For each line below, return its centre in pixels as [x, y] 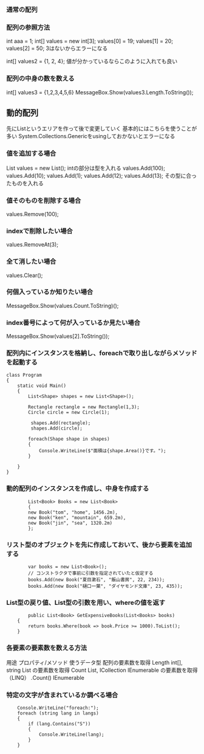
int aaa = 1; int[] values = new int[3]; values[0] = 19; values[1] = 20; [90, 41]
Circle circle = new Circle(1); [69, 413]
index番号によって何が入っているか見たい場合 [73, 323]
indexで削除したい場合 [39, 231]
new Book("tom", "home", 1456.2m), [73, 512]
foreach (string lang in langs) [58, 713]
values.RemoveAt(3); [32, 245]
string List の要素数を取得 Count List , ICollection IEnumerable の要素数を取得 [102, 670]
